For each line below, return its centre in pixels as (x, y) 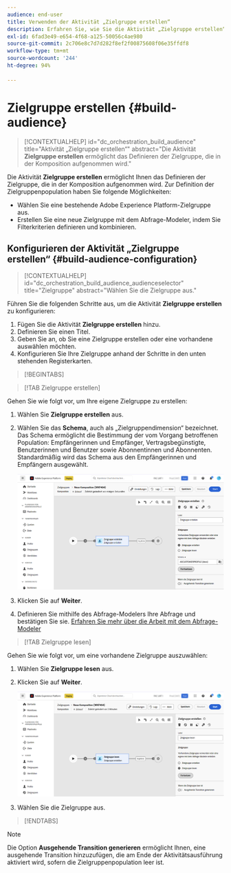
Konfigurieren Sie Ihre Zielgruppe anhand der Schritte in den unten (111, 354)
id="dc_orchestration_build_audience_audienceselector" (104, 283)
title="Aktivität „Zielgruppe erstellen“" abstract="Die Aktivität (110, 149)
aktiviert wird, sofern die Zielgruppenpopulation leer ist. (86, 862)
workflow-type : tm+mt (38, 51)
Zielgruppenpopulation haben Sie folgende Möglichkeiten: (89, 191)
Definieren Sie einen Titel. (54, 332)
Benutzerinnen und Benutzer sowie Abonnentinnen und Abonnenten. (114, 450)
